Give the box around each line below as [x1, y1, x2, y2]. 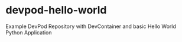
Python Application [5, 29, 52, 36]
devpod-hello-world [5, 3, 107, 17]
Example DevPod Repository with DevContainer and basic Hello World [5, 23, 177, 30]
